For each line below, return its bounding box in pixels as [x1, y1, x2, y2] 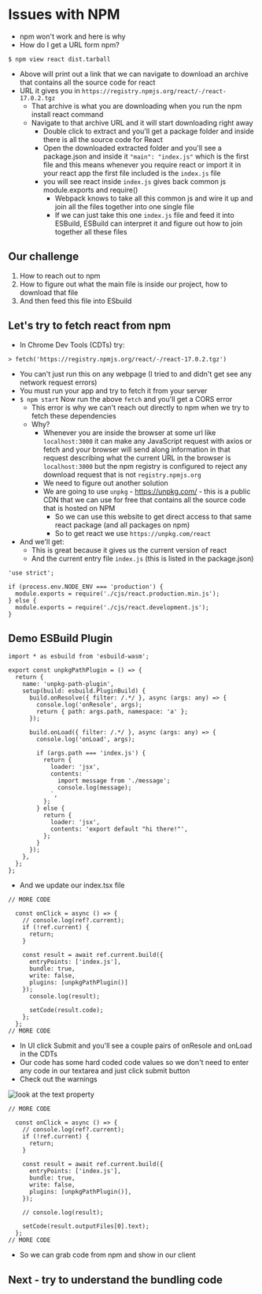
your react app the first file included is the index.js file [42, 168, 221, 178]
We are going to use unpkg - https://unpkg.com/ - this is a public [42, 486, 251, 496]
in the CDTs [19, 1049, 57, 1059]
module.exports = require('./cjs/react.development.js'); [15, 603, 210, 611]
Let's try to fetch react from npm [8, 319, 172, 332]
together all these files [54, 227, 127, 236]
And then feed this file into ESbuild [19, 296, 132, 306]
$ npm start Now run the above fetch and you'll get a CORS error [19, 394, 233, 403]
